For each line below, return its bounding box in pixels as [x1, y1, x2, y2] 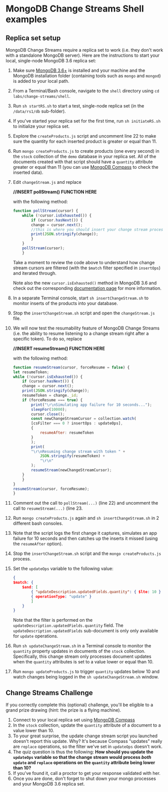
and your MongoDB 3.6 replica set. [12, 781, 85, 787]
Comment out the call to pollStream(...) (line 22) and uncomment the [12, 500, 158, 506]
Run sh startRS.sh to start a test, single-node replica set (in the [12, 103, 144, 108]
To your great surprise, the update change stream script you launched [12, 733, 158, 739]
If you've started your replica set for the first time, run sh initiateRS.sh [12, 118, 161, 124]
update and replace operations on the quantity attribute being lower [12, 759, 155, 766]
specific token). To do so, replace [12, 335, 82, 342]
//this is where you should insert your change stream [31, 227, 148, 232]
